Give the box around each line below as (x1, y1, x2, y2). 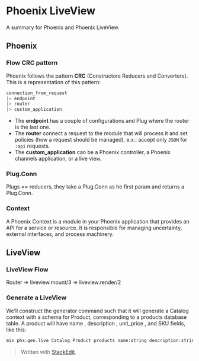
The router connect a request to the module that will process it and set (14, 130, 188, 137)
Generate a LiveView (6, 293, 67, 302)
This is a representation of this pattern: (6, 78, 101, 85)
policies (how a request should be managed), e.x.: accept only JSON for (14, 136, 188, 143)
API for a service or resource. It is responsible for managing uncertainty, (6, 224, 182, 231)
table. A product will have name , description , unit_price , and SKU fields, (6, 320, 185, 327)
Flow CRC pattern (6, 59, 58, 67)
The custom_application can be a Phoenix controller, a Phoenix (14, 149, 171, 156)
